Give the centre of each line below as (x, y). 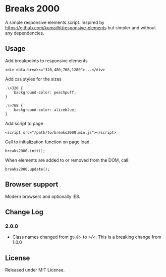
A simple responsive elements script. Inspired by (55, 22)
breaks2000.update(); (28, 169)
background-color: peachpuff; (45, 92)
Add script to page (24, 123)
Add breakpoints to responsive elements (46, 61)
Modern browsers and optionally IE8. (43, 196)
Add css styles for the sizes (33, 79)
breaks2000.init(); (25, 151)
